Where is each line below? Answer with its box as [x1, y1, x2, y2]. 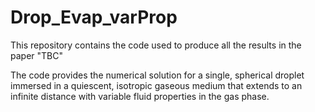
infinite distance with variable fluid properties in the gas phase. [10, 90, 270, 102]
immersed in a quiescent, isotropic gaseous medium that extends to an [10, 79, 303, 91]
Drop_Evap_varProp [10, 6, 178, 29]
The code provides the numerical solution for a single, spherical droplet [10, 69, 305, 81]
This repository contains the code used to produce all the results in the [10, 39, 302, 51]
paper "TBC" [10, 49, 63, 61]
